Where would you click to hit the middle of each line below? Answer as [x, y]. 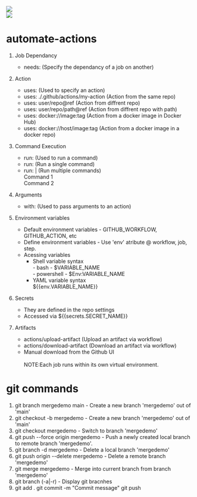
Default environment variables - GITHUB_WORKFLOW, [90, 229]
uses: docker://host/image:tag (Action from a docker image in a [101, 128]
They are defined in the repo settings [69, 309]
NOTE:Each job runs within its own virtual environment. [91, 364]
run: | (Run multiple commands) [62, 170]
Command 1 [38, 177]
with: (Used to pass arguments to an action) [77, 206]
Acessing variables [47, 254]
